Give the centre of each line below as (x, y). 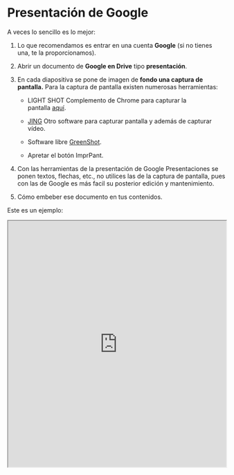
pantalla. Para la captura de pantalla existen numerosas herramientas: (117, 87)
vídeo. (37, 128)
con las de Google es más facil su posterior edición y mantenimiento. (116, 183)
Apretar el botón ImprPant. (65, 155)
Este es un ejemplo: (35, 210)
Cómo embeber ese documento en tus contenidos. (90, 197)
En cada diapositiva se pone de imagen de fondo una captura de (110, 79)
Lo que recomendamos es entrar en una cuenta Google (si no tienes (115, 45)
